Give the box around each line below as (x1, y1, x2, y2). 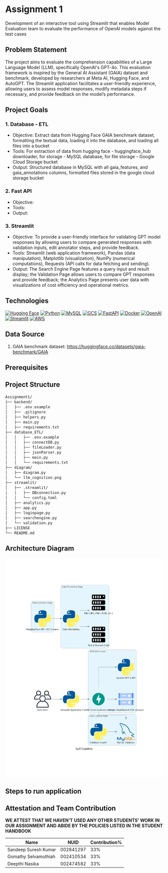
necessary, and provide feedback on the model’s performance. (5, 91, 135, 97)
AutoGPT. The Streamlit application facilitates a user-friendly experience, (5, 80, 156, 86)
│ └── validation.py (5, 520, 53, 525)
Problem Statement (5, 45, 67, 54)
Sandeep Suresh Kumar (7, 847, 56, 853)
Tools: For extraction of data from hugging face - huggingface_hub (12, 148, 151, 154)
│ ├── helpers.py (5, 414, 46, 419)
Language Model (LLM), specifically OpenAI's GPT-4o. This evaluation (5, 64, 151, 70)
